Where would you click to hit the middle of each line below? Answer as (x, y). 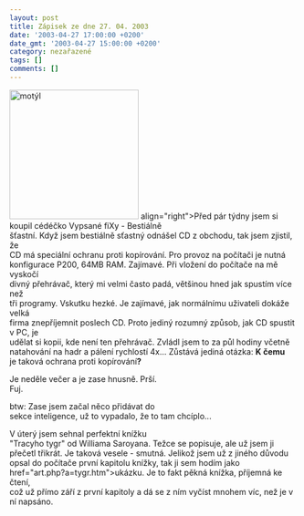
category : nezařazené (51, 52)
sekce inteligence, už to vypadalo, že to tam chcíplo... (110, 416)
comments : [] (34, 69)
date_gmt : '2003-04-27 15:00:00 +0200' (85, 43)
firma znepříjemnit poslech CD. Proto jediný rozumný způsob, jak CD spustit (152, 322)
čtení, (20, 482)
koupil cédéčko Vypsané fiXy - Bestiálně (86, 225)
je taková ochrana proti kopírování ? (75, 361)
